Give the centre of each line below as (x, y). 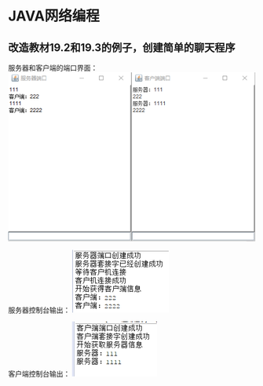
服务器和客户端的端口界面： (53, 68)
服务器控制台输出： (39, 310)
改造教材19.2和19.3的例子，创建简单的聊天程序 (122, 47)
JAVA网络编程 (54, 16)
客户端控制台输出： (39, 374)
